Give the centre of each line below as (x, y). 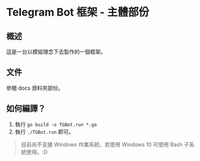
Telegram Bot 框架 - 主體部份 (78, 12)
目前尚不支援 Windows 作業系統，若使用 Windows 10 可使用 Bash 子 (105, 144)
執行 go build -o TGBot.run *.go (56, 124)
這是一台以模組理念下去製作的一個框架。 (56, 52)
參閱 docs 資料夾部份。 (35, 88)
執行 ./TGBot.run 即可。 (44, 132)
